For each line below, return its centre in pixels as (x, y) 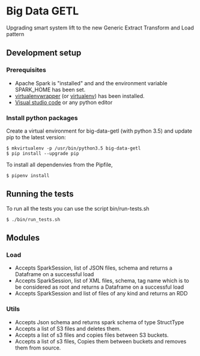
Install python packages (42, 118)
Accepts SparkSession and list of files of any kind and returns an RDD (101, 294)
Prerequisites (26, 70)
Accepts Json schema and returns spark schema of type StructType (99, 322)
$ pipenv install (28, 175)
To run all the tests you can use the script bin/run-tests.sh (78, 208)
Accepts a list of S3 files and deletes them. (68, 328)
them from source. (38, 348)
